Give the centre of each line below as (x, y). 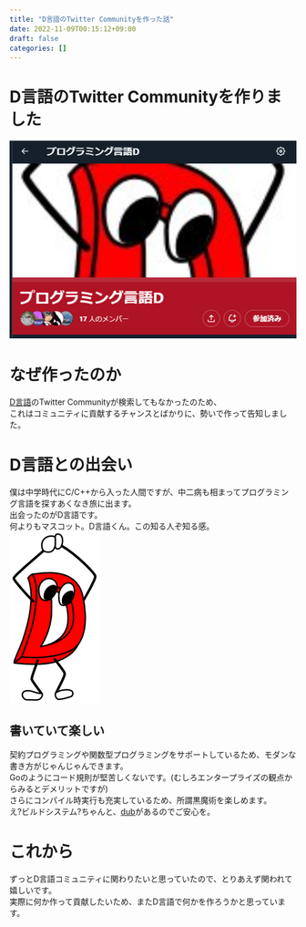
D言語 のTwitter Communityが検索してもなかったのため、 (116, 402)
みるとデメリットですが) (63, 788)
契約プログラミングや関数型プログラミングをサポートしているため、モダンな (153, 754)
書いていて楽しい (57, 731)
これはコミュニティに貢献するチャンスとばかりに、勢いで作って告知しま (144, 413)
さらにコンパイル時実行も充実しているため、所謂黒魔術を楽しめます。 (141, 800)
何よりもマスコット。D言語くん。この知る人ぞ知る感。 (112, 526)
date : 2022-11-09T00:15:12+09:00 (73, 29)
